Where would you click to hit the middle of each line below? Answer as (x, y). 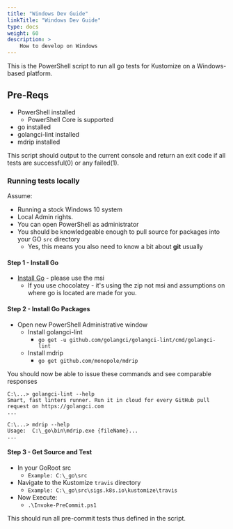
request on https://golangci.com (56, 406)
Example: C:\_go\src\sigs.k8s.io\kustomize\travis (103, 490)
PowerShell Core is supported (70, 119)
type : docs (23, 27)
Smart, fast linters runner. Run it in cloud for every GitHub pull (109, 400)
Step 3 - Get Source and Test (50, 452)
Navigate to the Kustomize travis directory (79, 482)
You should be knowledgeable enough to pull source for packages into (119, 232)
